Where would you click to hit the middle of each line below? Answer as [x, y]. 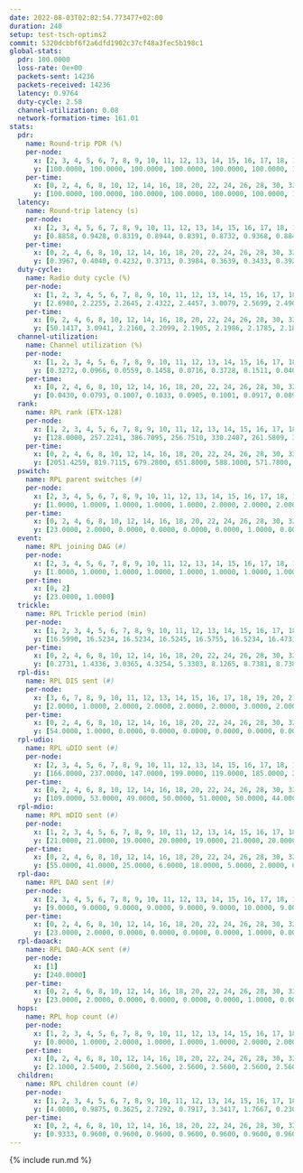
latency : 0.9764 [48, 93]
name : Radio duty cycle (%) [78, 278]
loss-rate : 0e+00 [50, 69]
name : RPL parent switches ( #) [84, 479]
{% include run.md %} [50, 1160]
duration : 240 [36, 26]
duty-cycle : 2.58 [50, 102]
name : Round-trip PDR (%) [74, 144]
